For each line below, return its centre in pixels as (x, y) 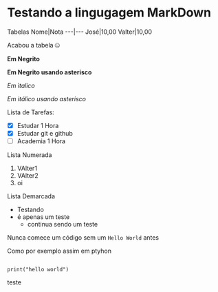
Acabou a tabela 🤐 (34, 45)
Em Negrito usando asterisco (50, 72)
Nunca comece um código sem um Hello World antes (83, 238)
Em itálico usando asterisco (46, 98)
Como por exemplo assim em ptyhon (59, 251)
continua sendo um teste (63, 225)
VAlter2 (28, 176)
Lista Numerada (30, 155)
